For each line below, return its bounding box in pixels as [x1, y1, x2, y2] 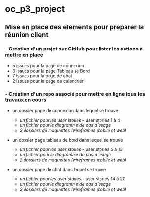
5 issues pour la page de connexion [12, 62, 85, 68]
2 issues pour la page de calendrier [12, 78, 84, 84]
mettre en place [5, 51, 43, 58]
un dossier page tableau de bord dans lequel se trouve [12, 137, 123, 143]
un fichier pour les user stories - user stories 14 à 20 [19, 176, 126, 182]
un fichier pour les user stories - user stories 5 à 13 [19, 147, 123, 152]
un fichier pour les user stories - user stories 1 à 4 [19, 117, 120, 123]
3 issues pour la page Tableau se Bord [12, 68, 90, 74]
